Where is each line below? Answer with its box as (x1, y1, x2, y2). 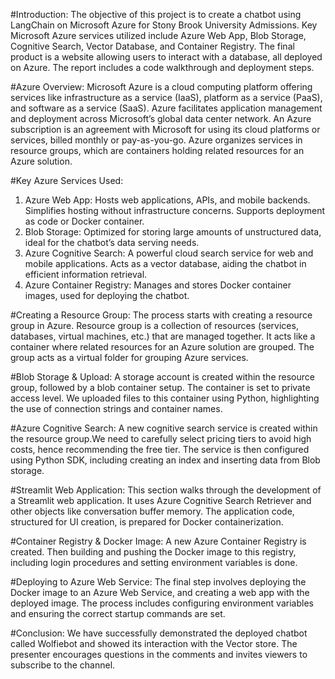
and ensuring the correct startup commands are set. (10, 608, 226, 619)
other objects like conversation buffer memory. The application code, (10, 505, 295, 517)
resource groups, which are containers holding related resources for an (10, 145, 305, 156)
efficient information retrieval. (24, 269, 148, 280)
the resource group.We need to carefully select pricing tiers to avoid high (10, 433, 312, 444)
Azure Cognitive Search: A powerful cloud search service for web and (24, 247, 314, 259)
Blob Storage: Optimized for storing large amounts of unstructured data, (24, 226, 322, 238)
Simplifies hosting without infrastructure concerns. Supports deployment (24, 205, 326, 216)
